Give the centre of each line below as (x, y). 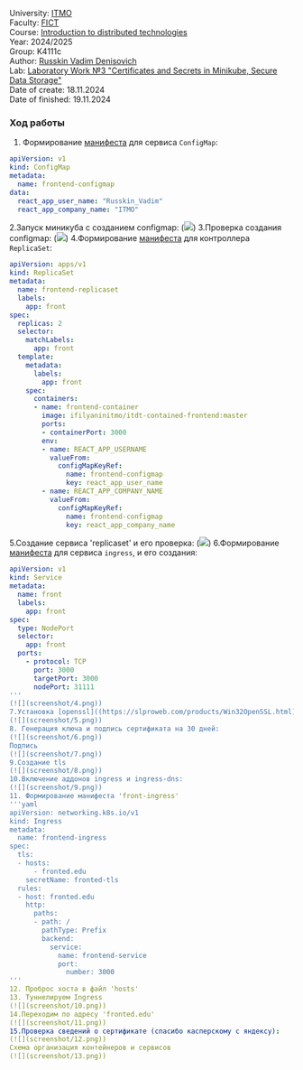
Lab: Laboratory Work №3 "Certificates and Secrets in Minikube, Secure (143, 70)
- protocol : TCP (56, 662)
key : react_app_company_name (121, 525)
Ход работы (37, 123)
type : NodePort (46, 628)
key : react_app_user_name (115, 483)
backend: (58, 938)
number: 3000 (91, 972)
